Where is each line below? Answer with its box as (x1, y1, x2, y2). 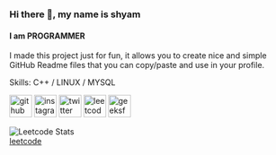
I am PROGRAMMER (9, 30, 85, 41)
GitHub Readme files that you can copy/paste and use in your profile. (9, 60, 265, 71)
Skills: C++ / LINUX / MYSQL (9, 77, 116, 88)
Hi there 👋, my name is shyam (9, 8, 141, 21)
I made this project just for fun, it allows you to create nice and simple (9, 50, 267, 61)
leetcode (9, 136, 42, 147)
